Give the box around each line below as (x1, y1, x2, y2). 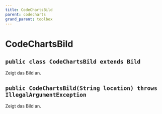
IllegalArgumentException (5, 91, 87, 98)
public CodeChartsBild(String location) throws (5, 84, 157, 91)
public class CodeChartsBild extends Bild (5, 58, 141, 65)
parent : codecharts (5, 12, 46, 17)
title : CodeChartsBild (5, 7, 53, 12)
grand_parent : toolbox (5, 16, 53, 21)
